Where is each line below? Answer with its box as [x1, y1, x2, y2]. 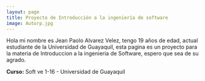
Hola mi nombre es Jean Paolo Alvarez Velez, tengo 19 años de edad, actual [6, 37, 198, 44]
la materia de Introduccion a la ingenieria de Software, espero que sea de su [6, 50, 199, 57]
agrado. [6, 56, 26, 64]
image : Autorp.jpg [6, 20, 53, 26]
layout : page [6, 9, 40, 15]
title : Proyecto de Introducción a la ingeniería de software [6, 15, 168, 21]
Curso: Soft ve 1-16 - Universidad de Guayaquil [6, 68, 125, 76]
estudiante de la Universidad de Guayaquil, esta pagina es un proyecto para [6, 43, 198, 51]
